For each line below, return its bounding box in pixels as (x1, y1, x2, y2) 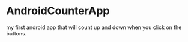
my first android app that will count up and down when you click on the (6, 24, 182, 31)
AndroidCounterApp (6, 4, 110, 18)
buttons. (6, 30, 27, 37)
